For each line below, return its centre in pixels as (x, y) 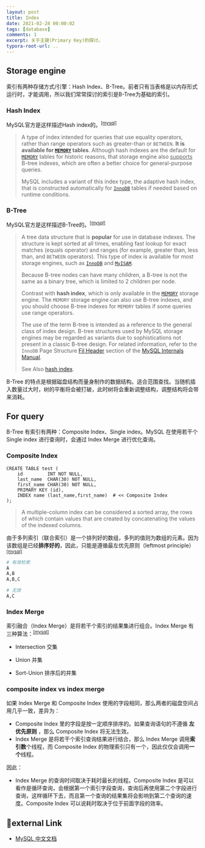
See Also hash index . (48, 369)
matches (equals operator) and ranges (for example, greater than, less (110, 250)
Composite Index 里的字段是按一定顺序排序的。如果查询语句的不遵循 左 (105, 724)
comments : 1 (21, 35)
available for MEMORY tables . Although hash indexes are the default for (108, 150)
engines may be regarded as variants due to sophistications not (101, 337)
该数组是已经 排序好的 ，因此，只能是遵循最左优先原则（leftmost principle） (100, 545)
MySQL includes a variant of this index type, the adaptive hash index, (108, 181)
